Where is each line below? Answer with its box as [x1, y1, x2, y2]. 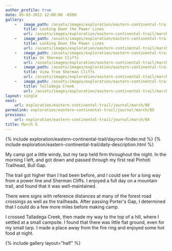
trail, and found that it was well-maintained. [5, 183, 97, 189]
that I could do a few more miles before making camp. [5, 203, 119, 210]
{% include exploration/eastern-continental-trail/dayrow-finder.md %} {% [5, 136, 161, 142]
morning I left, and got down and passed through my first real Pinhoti [5, 157, 151, 163]
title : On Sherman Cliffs [24, 55, 79, 60]
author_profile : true [5, 7, 52, 13]
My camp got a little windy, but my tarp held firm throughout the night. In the [5, 151, 166, 157]
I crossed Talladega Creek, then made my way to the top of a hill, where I [5, 214, 159, 220]
